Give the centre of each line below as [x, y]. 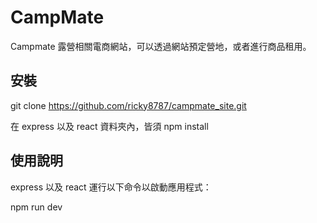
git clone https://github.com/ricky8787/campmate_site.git [128, 105]
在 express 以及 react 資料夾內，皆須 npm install [109, 126]
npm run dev [36, 207]
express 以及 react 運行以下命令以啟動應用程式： [111, 187]
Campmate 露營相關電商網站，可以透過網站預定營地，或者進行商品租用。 [161, 46]
